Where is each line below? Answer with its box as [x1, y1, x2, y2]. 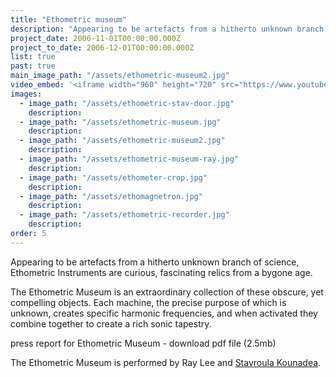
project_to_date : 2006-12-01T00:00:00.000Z [10, 42, 195, 53]
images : [10, 89, 43, 99]
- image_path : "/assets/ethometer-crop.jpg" [19, 172, 208, 183]
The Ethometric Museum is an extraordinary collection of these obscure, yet [10, 286, 324, 298]
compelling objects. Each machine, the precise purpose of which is [10, 296, 287, 308]
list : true [10, 52, 56, 62]
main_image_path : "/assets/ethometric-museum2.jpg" [10, 71, 230, 81]
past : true [10, 61, 56, 71]
